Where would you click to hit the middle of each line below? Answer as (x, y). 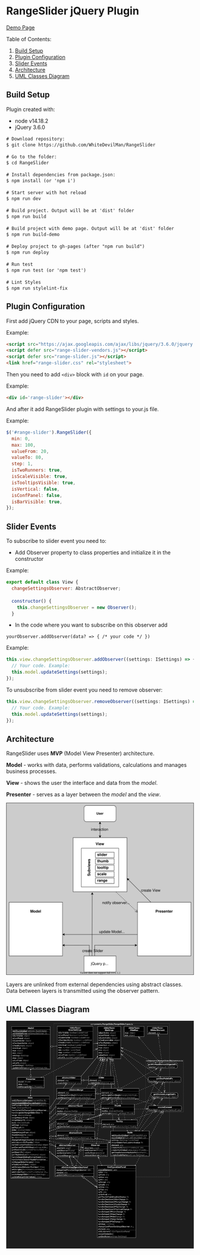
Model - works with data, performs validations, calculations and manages (96, 765)
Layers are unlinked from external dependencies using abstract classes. (94, 984)
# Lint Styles (24, 282)
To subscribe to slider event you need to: (56, 541)
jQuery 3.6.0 (30, 127)
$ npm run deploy (28, 252)
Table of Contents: (29, 39)
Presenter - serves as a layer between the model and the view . (84, 794)
